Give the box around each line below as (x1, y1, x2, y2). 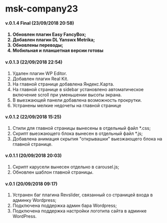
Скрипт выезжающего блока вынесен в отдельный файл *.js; (12, 130, 143, 136)
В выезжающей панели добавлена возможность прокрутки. (12, 97, 142, 103)
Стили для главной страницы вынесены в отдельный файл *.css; (12, 125, 151, 131)
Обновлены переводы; (12, 42, 64, 48)
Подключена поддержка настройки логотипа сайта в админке (12, 208, 147, 214)
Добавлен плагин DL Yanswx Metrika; (12, 37, 95, 43)
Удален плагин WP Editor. (12, 70, 67, 76)
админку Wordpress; (12, 197, 57, 203)
